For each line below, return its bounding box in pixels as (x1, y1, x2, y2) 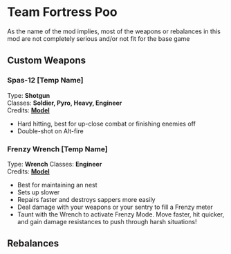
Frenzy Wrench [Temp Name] (7, 144, 109, 153)
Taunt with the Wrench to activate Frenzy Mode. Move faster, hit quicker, (17, 210, 225, 219)
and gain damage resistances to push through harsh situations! (17, 217, 197, 226)
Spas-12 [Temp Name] (7, 76, 84, 85)
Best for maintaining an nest (17, 180, 98, 189)
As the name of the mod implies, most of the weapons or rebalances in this (7, 27, 221, 35)
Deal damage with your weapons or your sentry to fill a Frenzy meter (17, 203, 213, 211)
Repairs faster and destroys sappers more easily (17, 195, 156, 203)
